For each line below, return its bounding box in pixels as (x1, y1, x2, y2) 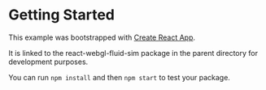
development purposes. (8, 57, 89, 66)
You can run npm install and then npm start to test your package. (8, 72, 230, 82)
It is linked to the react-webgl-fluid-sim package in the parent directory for (8, 48, 259, 58)
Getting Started (8, 6, 116, 24)
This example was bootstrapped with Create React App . (8, 32, 196, 42)
